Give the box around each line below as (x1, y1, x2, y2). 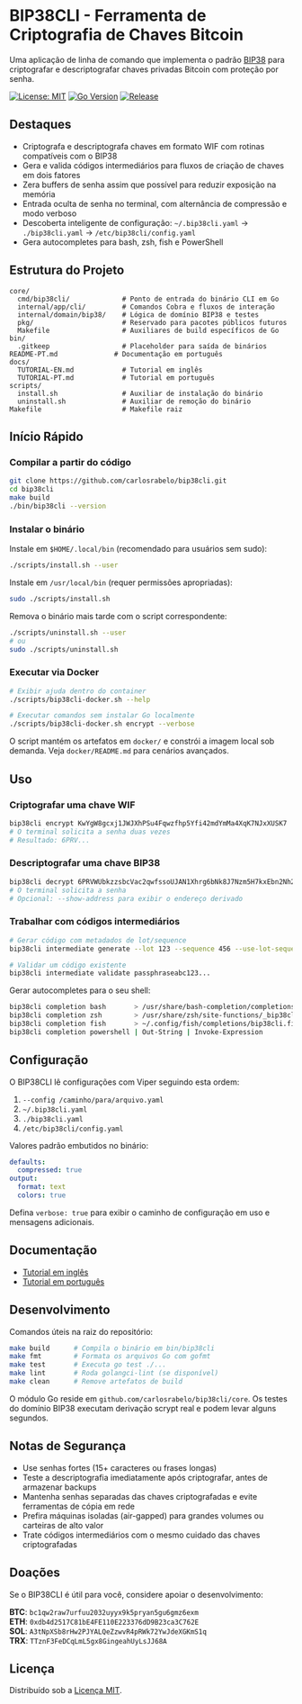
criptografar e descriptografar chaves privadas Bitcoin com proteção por (9, 64, 279, 75)
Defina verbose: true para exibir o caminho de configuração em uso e (9, 1207, 271, 1218)
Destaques (9, 117, 72, 132)
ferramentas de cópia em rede (22, 1501, 136, 1511)
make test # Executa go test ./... (9, 1360, 167, 1369)
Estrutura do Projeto (9, 263, 125, 278)
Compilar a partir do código (9, 455, 132, 468)
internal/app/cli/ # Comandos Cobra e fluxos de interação (17, 302, 276, 311)
